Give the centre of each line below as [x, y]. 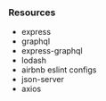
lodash [33, 61]
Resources [32, 13]
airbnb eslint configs [59, 70]
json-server [42, 80]
